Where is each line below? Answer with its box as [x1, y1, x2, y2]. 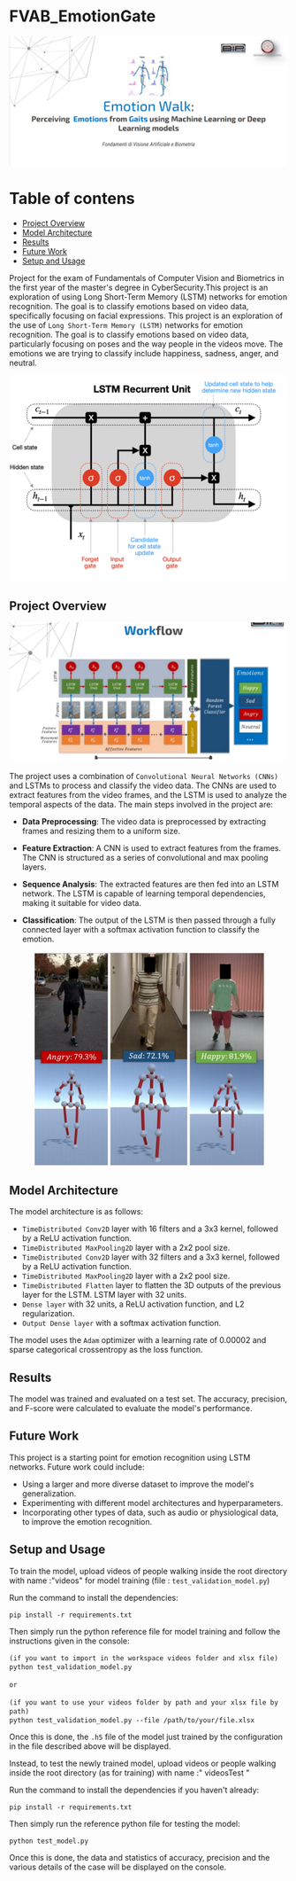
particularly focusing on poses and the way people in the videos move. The [9, 339, 284, 349]
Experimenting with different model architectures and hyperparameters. [21, 1497, 284, 1508]
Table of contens [9, 189, 135, 209]
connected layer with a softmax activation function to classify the [21, 925, 260, 935]
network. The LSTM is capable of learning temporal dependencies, [21, 888, 266, 899]
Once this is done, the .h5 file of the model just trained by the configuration [9, 1731, 283, 1742]
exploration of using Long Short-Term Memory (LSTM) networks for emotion [9, 292, 288, 302]
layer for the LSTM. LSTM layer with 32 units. [21, 1290, 187, 1300]
